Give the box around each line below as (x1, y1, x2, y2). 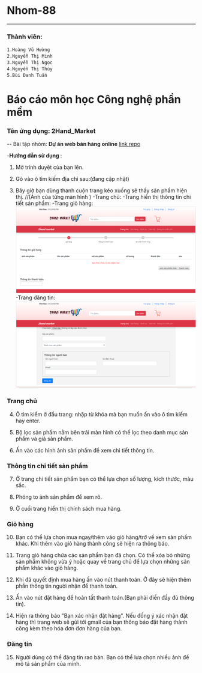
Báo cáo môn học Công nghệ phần (7, 93, 182, 106)
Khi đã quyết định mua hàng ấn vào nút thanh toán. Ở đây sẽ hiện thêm (15, 576, 191, 583)
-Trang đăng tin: (15, 294, 56, 301)
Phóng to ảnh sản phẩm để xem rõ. (15, 493, 102, 501)
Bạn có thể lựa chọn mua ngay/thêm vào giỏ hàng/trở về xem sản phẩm (15, 534, 192, 541)
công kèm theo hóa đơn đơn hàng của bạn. (15, 625, 122, 632)
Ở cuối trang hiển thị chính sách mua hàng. (15, 505, 122, 513)
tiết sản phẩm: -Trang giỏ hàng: (15, 199, 94, 207)
